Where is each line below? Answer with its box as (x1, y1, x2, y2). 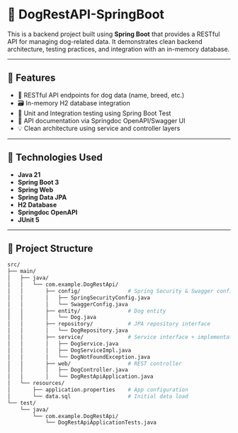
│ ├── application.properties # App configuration (7, 386, 189, 393)
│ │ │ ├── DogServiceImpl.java (7, 347, 132, 354)
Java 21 (17, 170, 41, 179)
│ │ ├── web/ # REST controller (7, 360, 182, 367)
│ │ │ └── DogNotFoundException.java (7, 353, 151, 360)
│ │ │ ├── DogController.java (7, 366, 129, 374)
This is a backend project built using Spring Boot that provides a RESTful (7, 30, 220, 38)
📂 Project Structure (7, 242, 93, 254)
